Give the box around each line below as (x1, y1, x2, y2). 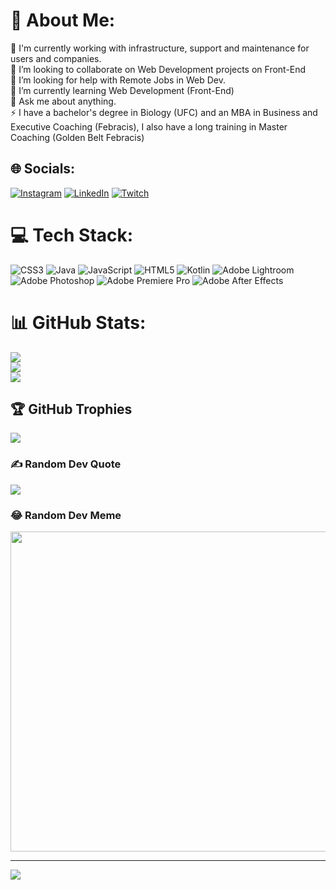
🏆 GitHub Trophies (10, 401, 133, 418)
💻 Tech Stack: (10, 224, 134, 246)
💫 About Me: (10, 9, 116, 32)
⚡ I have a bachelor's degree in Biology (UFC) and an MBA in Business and (10, 106, 318, 118)
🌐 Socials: (10, 160, 76, 178)
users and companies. (10, 52, 102, 64)
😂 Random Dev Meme (10, 508, 122, 522)
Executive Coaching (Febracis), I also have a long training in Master (10, 120, 288, 133)
